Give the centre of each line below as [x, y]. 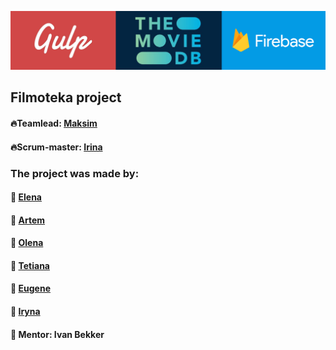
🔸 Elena [26, 197]
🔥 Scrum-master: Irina [56, 147]
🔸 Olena [27, 243]
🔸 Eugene [30, 288]
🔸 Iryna [25, 312]
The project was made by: [75, 173]
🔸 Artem [28, 220]
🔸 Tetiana [30, 265]
